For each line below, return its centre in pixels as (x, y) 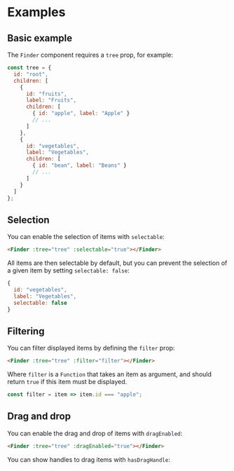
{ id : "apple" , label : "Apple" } (81, 114)
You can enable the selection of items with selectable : (86, 237)
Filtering (26, 331)
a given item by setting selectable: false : (68, 271)
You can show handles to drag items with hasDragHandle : (89, 459)
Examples (36, 12)
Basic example (40, 38)
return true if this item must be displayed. (67, 382)
